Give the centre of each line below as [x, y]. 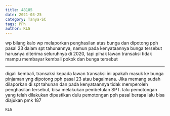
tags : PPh [16, 24]
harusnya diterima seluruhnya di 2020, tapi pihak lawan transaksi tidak [79, 54]
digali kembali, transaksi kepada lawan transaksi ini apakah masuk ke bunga [84, 74]
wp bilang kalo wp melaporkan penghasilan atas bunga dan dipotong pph [82, 43]
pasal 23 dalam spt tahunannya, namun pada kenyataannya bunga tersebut [84, 48]
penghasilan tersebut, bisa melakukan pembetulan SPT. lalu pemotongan [81, 90]
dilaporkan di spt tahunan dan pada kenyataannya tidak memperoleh [77, 84]
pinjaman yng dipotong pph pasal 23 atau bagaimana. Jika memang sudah [83, 79]
